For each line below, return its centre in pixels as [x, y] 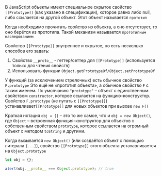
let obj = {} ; [19, 160]
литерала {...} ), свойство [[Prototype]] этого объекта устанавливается [81, 146]
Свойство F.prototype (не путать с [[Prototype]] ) [56, 101]
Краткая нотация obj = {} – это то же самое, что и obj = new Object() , [78, 116]
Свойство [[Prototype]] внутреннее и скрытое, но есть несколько [74, 46]
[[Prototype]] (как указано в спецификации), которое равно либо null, [78, 12]
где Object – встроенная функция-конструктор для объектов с [70, 121]
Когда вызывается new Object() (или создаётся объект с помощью [74, 140]
